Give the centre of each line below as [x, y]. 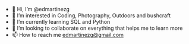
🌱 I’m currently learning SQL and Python [61, 22]
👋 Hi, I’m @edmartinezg [41, 9]
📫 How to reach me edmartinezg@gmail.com [67, 35]
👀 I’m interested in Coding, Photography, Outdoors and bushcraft [91, 15]
